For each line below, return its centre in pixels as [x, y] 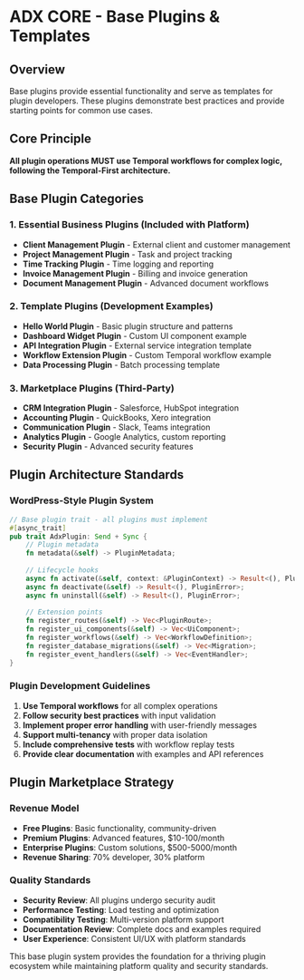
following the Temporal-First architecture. [90, 170]
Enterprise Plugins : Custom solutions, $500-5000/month [130, 847]
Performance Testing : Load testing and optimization [121, 909]
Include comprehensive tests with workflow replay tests [128, 744]
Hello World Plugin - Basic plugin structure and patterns [128, 326]
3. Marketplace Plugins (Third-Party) [92, 388]
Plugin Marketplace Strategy [92, 783]
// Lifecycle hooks [62, 570]
